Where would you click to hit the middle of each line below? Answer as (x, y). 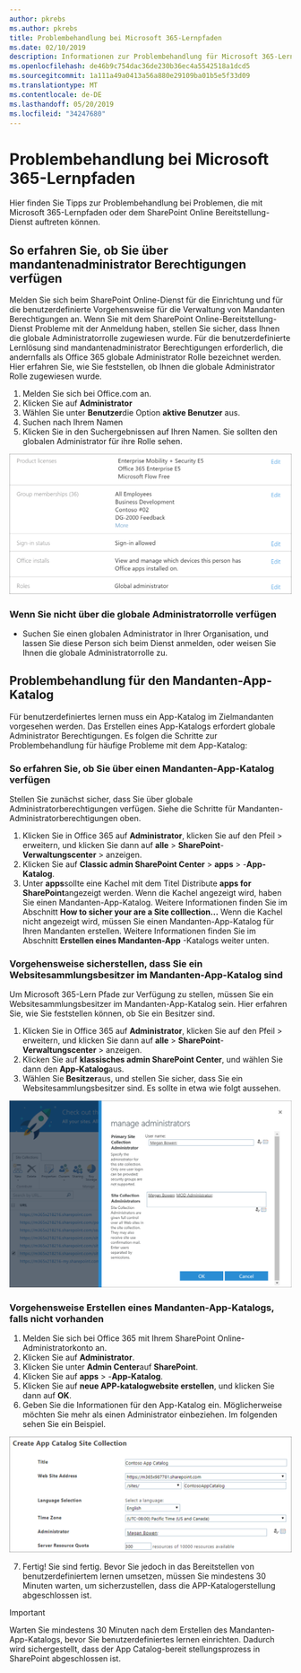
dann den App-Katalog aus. (73, 1069)
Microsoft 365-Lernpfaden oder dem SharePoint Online (111, 213)
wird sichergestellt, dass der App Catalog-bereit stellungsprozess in (135, 1649)
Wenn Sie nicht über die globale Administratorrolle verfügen (143, 614)
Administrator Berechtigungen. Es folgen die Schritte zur (113, 735)
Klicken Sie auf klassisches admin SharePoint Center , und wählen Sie (153, 1060)
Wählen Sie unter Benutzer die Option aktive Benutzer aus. (131, 413)
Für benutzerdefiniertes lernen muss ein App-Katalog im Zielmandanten (142, 716)
